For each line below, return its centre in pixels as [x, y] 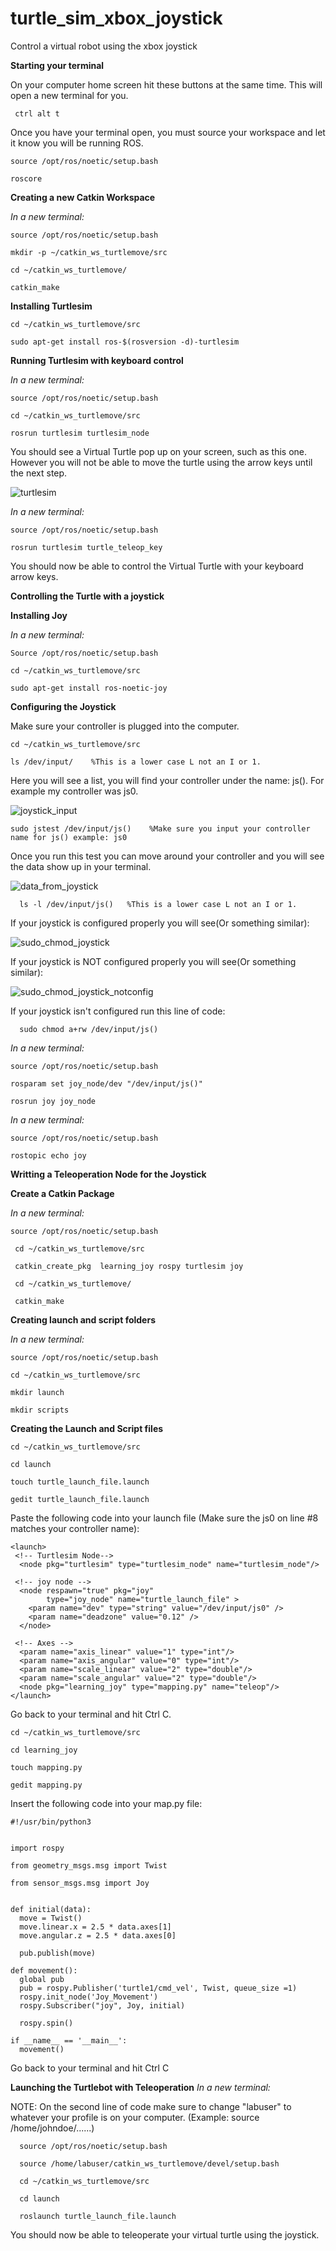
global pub [42, 1979]
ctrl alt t [37, 113]
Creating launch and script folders [83, 1319]
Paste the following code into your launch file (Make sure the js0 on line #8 [164, 1518]
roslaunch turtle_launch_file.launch [98, 2216]
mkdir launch [37, 1392]
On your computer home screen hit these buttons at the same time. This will [166, 84]
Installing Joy [39, 615]
